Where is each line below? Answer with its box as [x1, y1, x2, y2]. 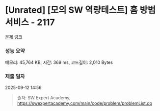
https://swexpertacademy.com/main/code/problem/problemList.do [17, 100, 153, 106]
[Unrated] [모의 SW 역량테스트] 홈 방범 [5, 4, 156, 16]
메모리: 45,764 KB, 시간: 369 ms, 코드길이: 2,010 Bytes [5, 59, 113, 65]
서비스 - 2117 [5, 17, 55, 28]
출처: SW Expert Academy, [17, 94, 71, 101]
